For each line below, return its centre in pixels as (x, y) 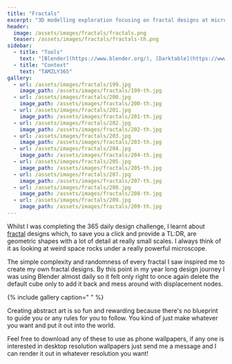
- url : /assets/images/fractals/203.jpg (72, 136)
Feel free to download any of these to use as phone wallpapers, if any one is (116, 338)
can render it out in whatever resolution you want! (78, 353)
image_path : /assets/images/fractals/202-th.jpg (91, 129)
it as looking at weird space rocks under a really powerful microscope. (107, 248)
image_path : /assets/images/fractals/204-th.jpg (91, 155)
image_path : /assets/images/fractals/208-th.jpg (91, 194)
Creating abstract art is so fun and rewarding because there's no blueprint (113, 310)
